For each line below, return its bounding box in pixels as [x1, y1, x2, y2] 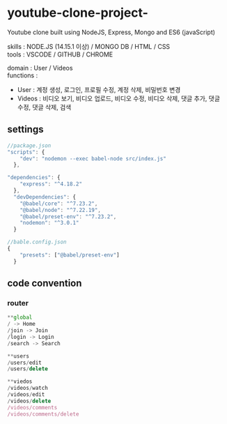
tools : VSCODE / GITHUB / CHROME [7, 50, 113, 59]
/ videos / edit [7, 391, 45, 398]
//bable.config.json [7, 238, 68, 245]
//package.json [7, 142, 52, 149]
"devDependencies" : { [13, 193, 77, 200]
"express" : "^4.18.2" [19, 181, 82, 188]
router [7, 298, 29, 308]
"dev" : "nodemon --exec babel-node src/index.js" [19, 155, 167, 162]
